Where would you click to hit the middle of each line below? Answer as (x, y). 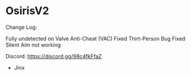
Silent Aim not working (33, 45)
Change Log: (21, 27)
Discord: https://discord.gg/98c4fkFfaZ (54, 56)
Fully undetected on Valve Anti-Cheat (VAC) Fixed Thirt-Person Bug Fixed (95, 38)
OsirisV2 (27, 11)
